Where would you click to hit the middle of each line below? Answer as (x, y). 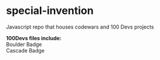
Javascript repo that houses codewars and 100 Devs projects (80, 27)
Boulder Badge (24, 44)
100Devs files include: (34, 38)
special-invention (50, 11)
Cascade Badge (25, 50)
